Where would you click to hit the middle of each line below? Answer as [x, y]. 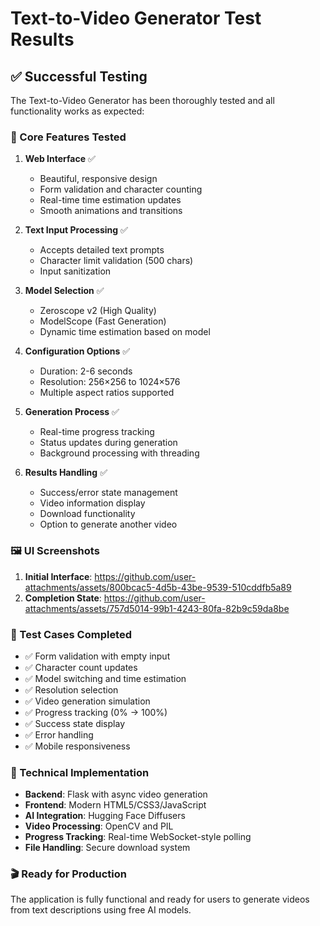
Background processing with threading [119, 453]
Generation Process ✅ [72, 412]
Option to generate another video [108, 524]
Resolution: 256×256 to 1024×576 [110, 382]
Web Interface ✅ [60, 159]
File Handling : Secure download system [107, 848]
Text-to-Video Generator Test [136, 18]
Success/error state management [108, 493]
